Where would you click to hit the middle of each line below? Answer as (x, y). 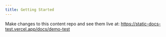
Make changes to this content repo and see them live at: (62, 24)
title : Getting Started (30, 10)
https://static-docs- (141, 24)
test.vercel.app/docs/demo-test (38, 29)
